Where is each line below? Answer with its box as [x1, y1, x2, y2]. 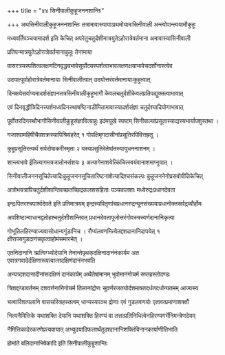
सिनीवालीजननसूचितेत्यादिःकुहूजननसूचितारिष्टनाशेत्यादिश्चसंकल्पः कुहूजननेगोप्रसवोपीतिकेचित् [7, 172, 203, 180]
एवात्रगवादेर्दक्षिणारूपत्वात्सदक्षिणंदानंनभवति [7, 256, 96, 265]
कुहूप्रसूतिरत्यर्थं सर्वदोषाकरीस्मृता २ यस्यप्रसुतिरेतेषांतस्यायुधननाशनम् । [7, 145, 156, 152]
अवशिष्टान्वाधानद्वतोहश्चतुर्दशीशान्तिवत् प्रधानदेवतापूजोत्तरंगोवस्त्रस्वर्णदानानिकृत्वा [7, 214, 175, 221]
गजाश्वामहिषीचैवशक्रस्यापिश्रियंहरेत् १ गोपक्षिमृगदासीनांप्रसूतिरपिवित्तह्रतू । [7, 131, 159, 139]
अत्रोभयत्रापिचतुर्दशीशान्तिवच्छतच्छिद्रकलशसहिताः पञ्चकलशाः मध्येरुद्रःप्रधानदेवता [7, 186, 175, 194]
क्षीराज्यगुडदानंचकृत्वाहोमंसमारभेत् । [7, 235, 83, 243]
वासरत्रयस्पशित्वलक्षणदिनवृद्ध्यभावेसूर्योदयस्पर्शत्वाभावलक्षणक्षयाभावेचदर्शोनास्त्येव [7, 62, 173, 70]
